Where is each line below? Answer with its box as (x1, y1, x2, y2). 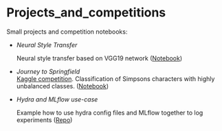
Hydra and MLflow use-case (16, 95, 98, 104)
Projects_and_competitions (6, 5, 166, 21)
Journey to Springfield (16, 67, 80, 75)
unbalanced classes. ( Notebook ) (16, 82, 109, 90)
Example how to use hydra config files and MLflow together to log (16, 108, 203, 117)
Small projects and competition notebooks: (6, 27, 128, 36)
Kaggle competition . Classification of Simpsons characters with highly (16, 74, 215, 83)
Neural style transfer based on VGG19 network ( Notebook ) (16, 53, 183, 62)
